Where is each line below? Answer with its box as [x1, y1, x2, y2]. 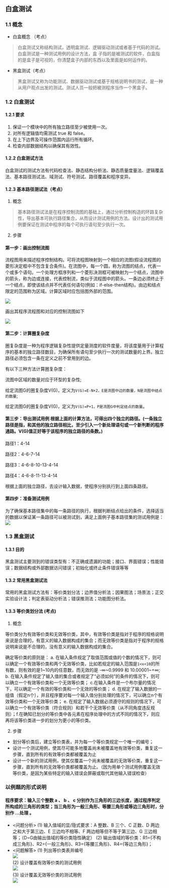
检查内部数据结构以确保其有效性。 [12, 142, 83, 149]
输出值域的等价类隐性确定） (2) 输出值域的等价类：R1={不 [37, 835, 157, 841]
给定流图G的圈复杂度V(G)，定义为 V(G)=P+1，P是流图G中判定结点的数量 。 [5, 403, 147, 409]
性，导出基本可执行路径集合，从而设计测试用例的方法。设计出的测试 [17, 215, 159, 221]
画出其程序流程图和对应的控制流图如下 [5, 309, 84, 315]
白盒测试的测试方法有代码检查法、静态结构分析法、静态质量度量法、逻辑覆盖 [5, 168, 164, 174]
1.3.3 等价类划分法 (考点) [5, 608, 56, 614]
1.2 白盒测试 [5, 98, 35, 105]
